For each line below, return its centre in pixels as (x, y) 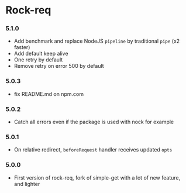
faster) (22, 47)
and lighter (27, 184)
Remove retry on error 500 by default (59, 66)
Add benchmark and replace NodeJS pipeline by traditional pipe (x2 (97, 41)
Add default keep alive (41, 54)
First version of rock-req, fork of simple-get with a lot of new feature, (97, 178)
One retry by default (38, 60)
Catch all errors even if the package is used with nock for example (94, 122)
